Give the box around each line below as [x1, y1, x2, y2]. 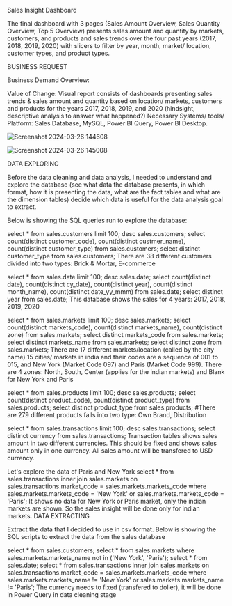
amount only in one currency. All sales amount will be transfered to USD [7, 446, 213, 455]
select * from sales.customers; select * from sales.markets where [7, 546, 194, 554]
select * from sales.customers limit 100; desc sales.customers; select [7, 230, 206, 238]
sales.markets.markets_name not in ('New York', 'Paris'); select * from [7, 554, 208, 561]
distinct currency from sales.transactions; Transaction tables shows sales [7, 432, 217, 440]
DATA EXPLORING [7, 160, 59, 168]
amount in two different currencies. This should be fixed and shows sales [7, 439, 217, 447]
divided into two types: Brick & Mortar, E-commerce [7, 259, 156, 267]
